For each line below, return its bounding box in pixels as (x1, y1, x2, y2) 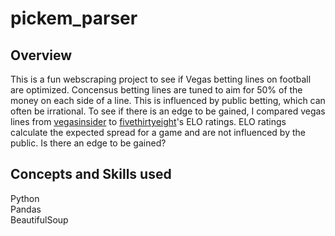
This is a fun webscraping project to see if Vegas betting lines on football (10, 73, 312, 85)
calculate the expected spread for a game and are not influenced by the (10, 127, 306, 138)
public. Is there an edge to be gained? (10, 137, 167, 149)
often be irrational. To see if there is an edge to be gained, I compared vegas (10, 105, 326, 117)
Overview (10, 47, 73, 64)
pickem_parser (10, 7, 138, 30)
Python (10, 192, 40, 204)
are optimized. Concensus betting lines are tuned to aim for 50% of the (10, 84, 303, 96)
